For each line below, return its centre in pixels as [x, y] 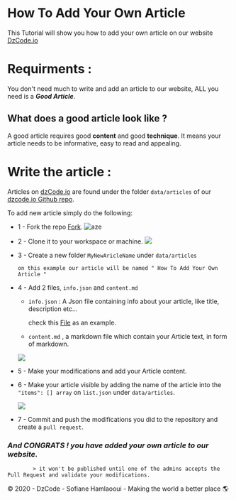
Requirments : [50, 69]
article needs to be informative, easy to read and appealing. [95, 143]
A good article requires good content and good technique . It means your [114, 136]
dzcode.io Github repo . [41, 199]
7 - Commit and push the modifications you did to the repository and [118, 419]
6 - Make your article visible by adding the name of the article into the [119, 384]
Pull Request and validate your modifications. [79, 475]
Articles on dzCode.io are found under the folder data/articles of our [109, 191]
